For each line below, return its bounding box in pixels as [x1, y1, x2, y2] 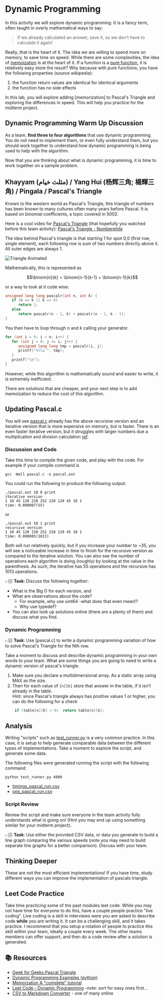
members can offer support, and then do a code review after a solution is [5, 934, 153, 940]
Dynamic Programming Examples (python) [12, 974, 98, 980]
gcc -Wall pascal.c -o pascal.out [5, 472, 76, 477]
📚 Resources [5, 954, 47, 962]
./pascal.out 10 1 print [5, 521, 56, 526]
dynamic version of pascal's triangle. [5, 663, 80, 669]
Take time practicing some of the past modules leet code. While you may [5, 902, 152, 908]
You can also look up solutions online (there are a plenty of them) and [12, 609, 153, 615]
